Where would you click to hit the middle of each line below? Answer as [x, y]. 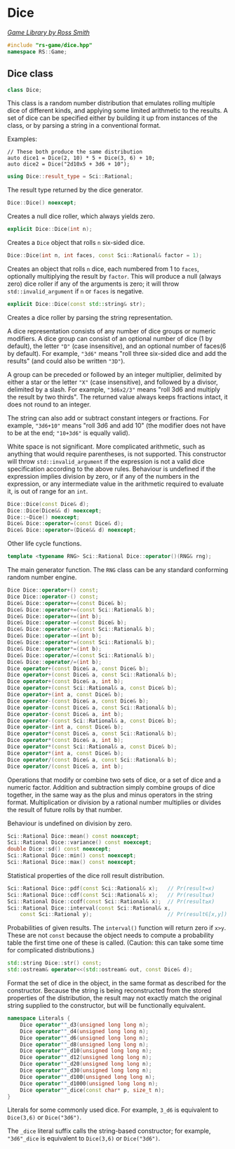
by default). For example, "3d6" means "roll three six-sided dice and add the [117, 353]
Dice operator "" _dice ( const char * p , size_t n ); [92, 1090]
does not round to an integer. [49, 404]
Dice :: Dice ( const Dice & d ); [48, 504]
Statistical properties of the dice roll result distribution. [86, 875]
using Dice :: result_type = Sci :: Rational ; [70, 177]
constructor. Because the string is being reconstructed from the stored [109, 990]
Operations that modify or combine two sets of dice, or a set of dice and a [114, 780]
